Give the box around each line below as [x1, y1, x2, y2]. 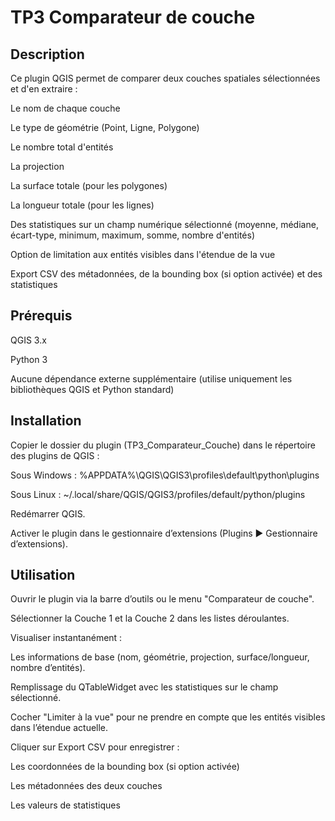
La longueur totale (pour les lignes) [10, 199, 155, 211]
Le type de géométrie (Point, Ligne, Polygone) [10, 122, 200, 133]
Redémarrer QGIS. [10, 507, 86, 520]
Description [10, 46, 85, 63]
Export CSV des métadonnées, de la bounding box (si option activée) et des [10, 268, 323, 280]
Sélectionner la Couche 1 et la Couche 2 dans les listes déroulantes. [10, 612, 290, 625]
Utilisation [10, 567, 76, 584]
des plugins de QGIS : [10, 449, 100, 461]
